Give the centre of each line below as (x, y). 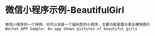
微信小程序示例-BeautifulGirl (65, 10)
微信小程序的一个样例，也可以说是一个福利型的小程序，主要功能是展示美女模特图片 (78, 24)
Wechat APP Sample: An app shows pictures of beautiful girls (71, 29)
